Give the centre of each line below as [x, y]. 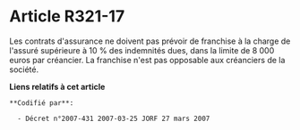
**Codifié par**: [42, 103]
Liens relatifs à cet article [57, 86]
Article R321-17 [67, 16]
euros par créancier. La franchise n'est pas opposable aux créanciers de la [147, 60]
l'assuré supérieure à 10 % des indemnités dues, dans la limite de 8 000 [142, 50]
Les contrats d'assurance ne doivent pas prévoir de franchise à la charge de [150, 41]
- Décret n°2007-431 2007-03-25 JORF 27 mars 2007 [114, 118]
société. [24, 69]
